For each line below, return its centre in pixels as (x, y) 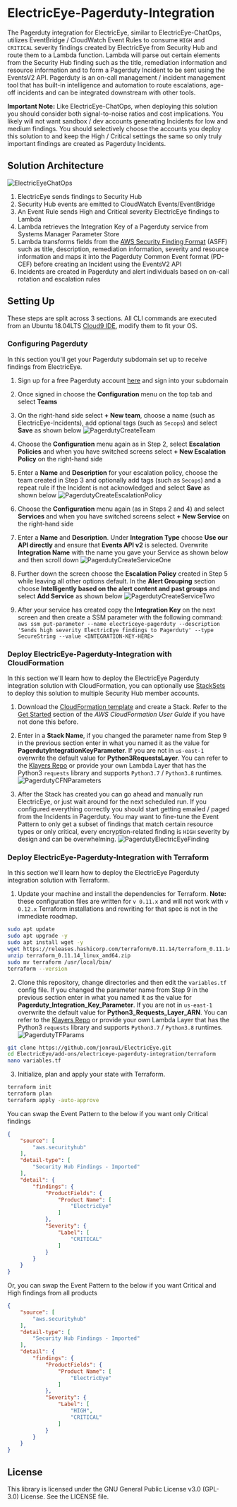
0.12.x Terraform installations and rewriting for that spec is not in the (118, 909)
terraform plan (30, 1094)
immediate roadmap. (47, 916)
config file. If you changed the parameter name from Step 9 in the (113, 990)
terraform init (30, 1087)
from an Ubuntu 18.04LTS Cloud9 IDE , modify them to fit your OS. (102, 325)
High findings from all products (52, 1293)
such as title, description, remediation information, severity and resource (123, 249)
